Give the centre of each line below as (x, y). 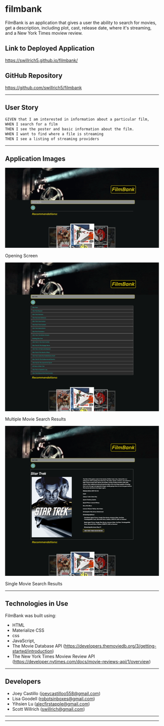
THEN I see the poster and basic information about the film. (70, 129)
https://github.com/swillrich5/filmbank (43, 87)
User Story (22, 107)
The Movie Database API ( (38, 646)
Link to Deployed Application (50, 48)
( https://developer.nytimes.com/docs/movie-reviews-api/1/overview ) (81, 661)
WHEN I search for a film (31, 124)
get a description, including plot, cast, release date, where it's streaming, (78, 27)
